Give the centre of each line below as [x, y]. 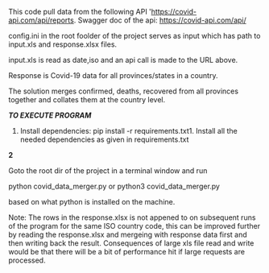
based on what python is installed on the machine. [92, 202]
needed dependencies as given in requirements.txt [104, 139]
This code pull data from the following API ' [80, 12]
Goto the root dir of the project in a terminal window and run [108, 171]
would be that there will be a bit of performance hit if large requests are [127, 252]
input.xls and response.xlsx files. [63, 44]
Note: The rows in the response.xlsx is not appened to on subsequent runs [132, 217]
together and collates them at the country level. [87, 99]
